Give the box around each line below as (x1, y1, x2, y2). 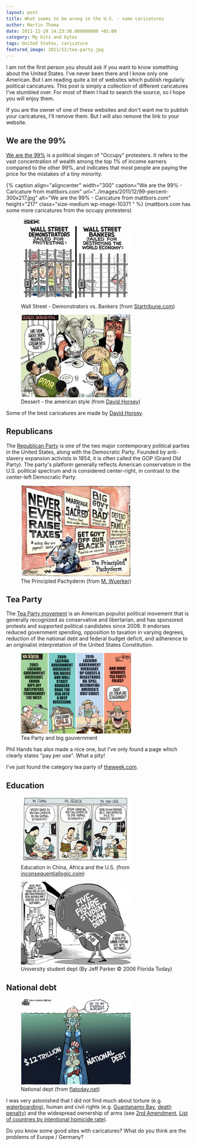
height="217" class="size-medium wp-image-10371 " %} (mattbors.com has (6, 200, 191, 207)
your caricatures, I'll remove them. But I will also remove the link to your (6, 112, 179, 119)
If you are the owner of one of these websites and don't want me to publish (6, 106, 188, 113)
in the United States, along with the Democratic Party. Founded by (6, 448, 166, 456)
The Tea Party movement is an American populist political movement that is (6, 610, 189, 617)
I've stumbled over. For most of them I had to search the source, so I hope (6, 88, 185, 95)
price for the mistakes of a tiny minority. (6, 170, 103, 177)
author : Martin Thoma (6, 22, 59, 28)
